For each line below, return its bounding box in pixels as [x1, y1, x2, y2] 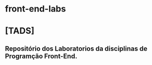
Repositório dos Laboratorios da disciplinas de [5, 44, 148, 52]
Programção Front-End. [5, 52, 78, 60]
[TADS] [5, 26, 35, 37]
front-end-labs [5, 3, 66, 14]
